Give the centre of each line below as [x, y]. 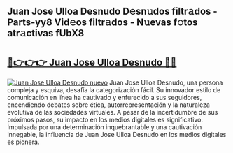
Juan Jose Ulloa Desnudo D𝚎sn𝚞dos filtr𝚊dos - [113, 12]
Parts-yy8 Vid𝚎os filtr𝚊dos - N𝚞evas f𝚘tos [103, 23]
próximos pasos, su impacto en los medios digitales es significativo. [105, 119]
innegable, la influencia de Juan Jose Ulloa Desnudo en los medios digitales [117, 134]
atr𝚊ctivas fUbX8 [46, 33]
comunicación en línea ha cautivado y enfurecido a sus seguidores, [105, 97]
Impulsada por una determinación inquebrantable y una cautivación [105, 127]
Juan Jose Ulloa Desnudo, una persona [166, 82]
